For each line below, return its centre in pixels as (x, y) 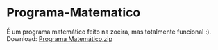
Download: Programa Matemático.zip (59, 38)
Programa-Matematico (74, 13)
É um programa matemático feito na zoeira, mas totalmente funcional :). (109, 32)
